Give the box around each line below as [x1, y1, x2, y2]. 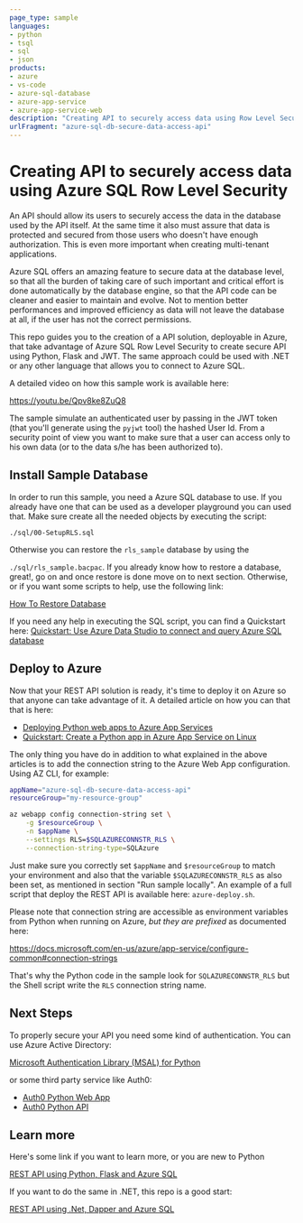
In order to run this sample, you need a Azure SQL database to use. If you [9, 491, 282, 502]
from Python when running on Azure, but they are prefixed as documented [9, 915, 287, 926]
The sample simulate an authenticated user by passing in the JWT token [9, 412, 278, 423]
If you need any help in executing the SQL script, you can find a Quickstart [9, 616, 286, 626]
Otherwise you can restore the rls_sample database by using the [9, 543, 250, 555]
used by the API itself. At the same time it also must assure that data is [9, 219, 271, 230]
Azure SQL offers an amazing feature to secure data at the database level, [9, 265, 285, 276]
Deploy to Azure [9, 661, 102, 677]
